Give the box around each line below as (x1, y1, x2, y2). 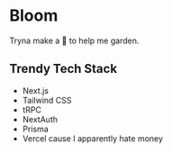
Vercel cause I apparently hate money (22, 132, 164, 144)
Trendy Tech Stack (9, 61, 118, 76)
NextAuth (22, 113, 59, 124)
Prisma (22, 123, 50, 134)
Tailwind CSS (22, 94, 72, 105)
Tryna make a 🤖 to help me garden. (9, 35, 140, 46)
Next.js (22, 85, 50, 95)
